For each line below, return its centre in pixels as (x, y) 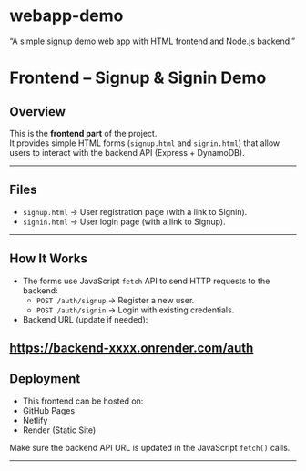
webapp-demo (66, 16)
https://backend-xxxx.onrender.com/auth (132, 348)
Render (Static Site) (59, 430)
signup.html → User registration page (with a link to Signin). (135, 211)
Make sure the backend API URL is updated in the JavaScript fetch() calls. (150, 447)
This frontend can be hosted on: (83, 401)
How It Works (49, 259)
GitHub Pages (49, 410)
